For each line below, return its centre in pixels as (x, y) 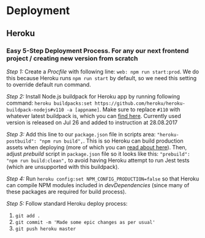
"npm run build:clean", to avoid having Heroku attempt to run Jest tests (98, 160)
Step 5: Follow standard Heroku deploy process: (67, 203)
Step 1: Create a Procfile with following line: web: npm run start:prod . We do (103, 72)
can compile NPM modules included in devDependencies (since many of (98, 185)
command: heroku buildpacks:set (49, 103)
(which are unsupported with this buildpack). (63, 166)
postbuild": (21, 141)
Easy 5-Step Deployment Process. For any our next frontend (98, 51)
